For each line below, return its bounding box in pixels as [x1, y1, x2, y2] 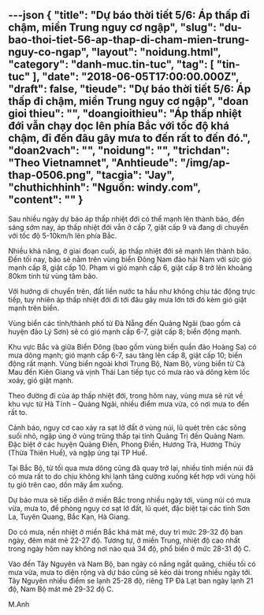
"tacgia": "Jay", [95, 169, 175, 182]
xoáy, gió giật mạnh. [8, 376, 74, 385]
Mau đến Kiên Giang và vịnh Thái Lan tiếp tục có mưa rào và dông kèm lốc [8, 367, 251, 376]
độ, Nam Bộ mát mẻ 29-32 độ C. [8, 584, 114, 594]
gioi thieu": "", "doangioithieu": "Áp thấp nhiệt [8, 107, 242, 120]
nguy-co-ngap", [8, 46, 89, 59]
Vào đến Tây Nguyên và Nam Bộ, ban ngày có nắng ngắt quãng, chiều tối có [8, 559, 256, 569]
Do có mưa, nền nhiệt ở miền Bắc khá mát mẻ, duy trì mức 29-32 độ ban [8, 527, 244, 536]
